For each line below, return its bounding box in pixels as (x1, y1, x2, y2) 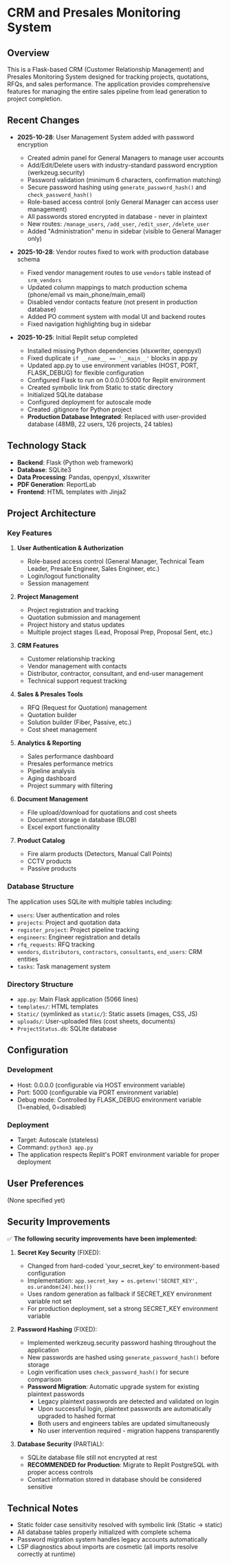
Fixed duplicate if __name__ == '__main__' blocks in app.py (27, 353, 198, 362)
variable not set (27, 1296, 72, 1305)
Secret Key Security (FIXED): (16, 1248, 101, 1256)
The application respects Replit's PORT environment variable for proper (16, 1150, 220, 1158)
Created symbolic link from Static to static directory (27, 383, 174, 391)
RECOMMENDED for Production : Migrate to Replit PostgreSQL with (27, 1460, 219, 1468)
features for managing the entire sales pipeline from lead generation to (7, 88, 208, 95)
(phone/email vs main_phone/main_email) (27, 290, 146, 298)
